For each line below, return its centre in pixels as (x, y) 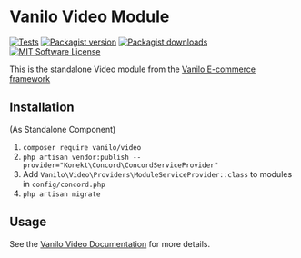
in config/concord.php (64, 184)
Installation (42, 108)
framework (30, 78)
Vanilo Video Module (90, 17)
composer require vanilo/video (82, 147)
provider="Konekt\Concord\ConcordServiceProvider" (120, 165)
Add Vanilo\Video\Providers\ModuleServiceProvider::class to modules (157, 174)
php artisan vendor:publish (75, 157)
